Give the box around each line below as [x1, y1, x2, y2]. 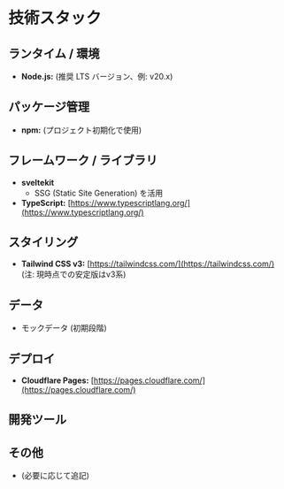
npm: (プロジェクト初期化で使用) [20, 125, 142, 135]
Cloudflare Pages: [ [20, 375, 95, 386]
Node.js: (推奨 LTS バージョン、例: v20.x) [20, 72, 173, 81]
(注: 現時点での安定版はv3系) [20, 269, 127, 279]
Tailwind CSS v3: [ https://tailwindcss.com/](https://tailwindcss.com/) [20, 258, 275, 270]
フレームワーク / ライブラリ [8, 153, 158, 168]
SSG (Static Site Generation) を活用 [34, 187, 164, 198]
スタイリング [8, 235, 79, 250]
